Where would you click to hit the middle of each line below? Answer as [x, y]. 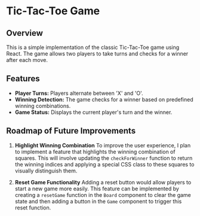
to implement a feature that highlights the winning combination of [95, 152]
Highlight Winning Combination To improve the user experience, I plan [103, 145]
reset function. [33, 208]
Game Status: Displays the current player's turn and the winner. [93, 112]
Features [23, 79]
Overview [25, 33]
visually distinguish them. [46, 171]
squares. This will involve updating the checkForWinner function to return [104, 158]
